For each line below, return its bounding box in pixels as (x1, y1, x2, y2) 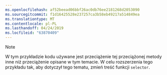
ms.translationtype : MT (5, 16, 55, 21)
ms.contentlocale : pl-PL (5, 21, 57, 26)
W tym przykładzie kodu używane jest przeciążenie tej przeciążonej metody (5, 54, 162, 60)
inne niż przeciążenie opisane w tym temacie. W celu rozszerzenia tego (5, 59, 153, 65)
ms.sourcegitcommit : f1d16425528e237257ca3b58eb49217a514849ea (5, 12, 140, 17)
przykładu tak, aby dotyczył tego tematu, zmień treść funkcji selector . (5, 64, 150, 70)
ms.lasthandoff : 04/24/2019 (5, 26, 64, 31)
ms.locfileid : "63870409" (5, 30, 59, 35)
